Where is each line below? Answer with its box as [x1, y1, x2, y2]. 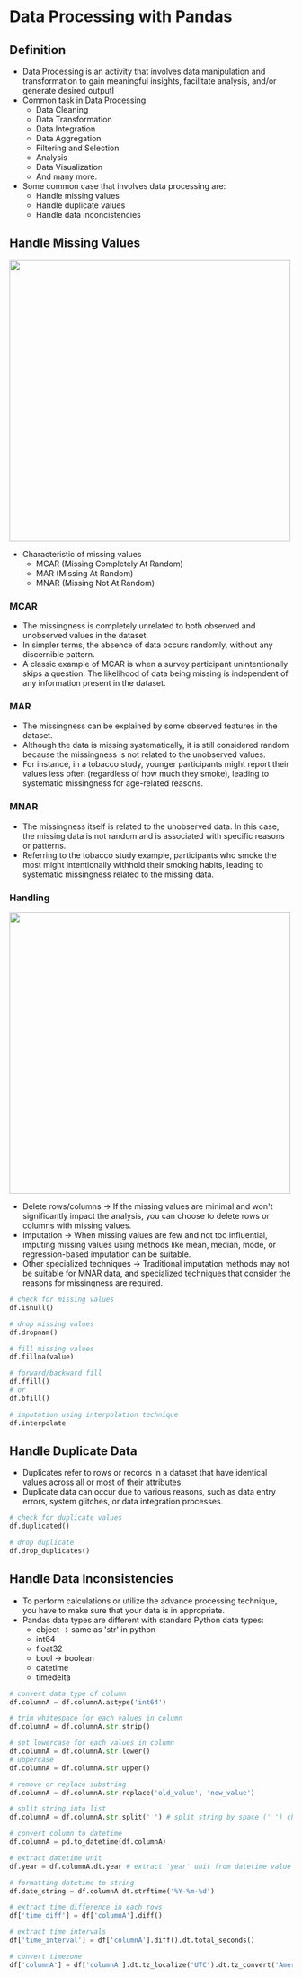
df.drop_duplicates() [9, 1546, 91, 1555]
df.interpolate [9, 1418, 67, 1428]
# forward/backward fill [9, 1368, 102, 1378]
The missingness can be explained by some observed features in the [22, 720, 279, 731]
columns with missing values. [22, 1220, 132, 1231]
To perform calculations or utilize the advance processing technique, [22, 1595, 278, 1606]
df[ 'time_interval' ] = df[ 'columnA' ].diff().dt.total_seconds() [9, 1936, 255, 1945]
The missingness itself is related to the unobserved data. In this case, [22, 821, 280, 832]
